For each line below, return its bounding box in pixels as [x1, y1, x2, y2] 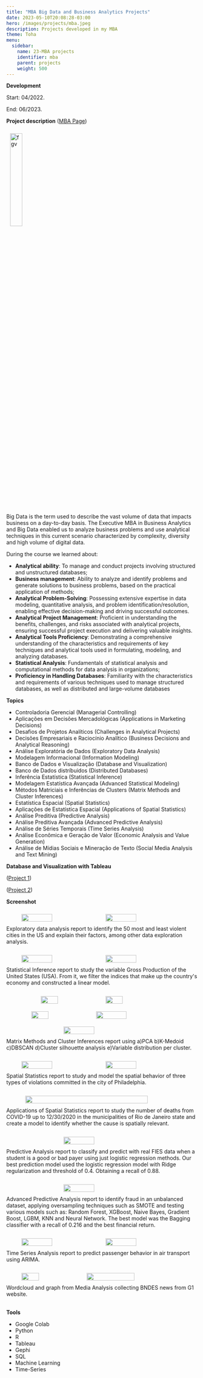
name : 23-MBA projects [17, 49, 75, 55]
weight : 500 [17, 65, 47, 72]
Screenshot [6, 898, 36, 905]
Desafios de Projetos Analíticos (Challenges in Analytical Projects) [15, 728, 181, 736]
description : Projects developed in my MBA [6, 26, 118, 32]
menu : [6, 37, 20, 43]
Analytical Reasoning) [15, 741, 70, 748]
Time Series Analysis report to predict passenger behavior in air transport [6, 1250, 190, 1257]
